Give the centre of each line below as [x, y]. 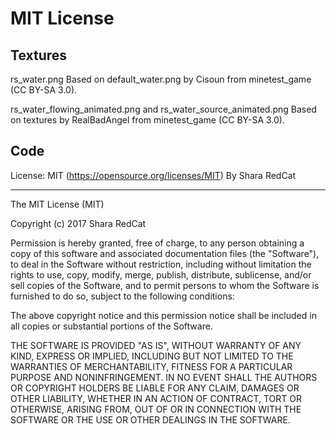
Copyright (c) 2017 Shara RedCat [78, 223]
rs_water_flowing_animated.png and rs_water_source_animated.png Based [163, 109]
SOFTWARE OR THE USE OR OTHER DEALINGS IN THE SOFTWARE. [150, 419]
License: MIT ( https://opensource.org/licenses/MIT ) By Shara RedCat [153, 175]
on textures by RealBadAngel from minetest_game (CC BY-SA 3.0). [147, 120]
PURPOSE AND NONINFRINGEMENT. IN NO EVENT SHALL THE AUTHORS [164, 377]
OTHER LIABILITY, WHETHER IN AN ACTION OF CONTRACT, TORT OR [156, 398]
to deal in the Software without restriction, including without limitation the [161, 264]
